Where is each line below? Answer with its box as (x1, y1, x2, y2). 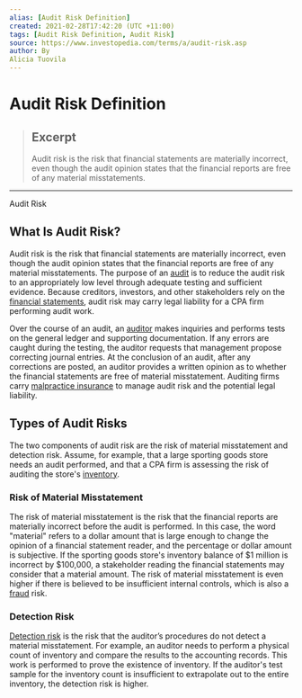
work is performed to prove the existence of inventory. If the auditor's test (9, 659, 283, 670)
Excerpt (31, 130, 76, 145)
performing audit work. (9, 305, 94, 316)
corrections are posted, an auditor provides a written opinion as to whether (9, 361, 288, 371)
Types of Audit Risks (9, 416, 128, 432)
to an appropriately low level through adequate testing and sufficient (9, 276, 262, 288)
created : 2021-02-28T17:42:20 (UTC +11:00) (9, 22, 175, 31)
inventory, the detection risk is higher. (9, 678, 149, 689)
